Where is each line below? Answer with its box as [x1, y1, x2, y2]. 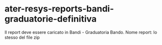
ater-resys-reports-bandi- [4, 3, 114, 14]
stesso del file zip [4, 34, 40, 40]
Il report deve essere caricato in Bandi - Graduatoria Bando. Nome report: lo [4, 29, 157, 35]
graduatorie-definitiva [4, 13, 97, 24]
